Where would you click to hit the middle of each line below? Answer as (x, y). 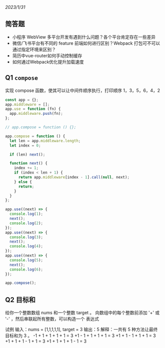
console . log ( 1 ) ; (26, 214)
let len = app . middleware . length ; (45, 141)
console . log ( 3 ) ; (26, 237)
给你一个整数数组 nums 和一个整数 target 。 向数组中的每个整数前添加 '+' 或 (82, 313)
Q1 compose (22, 78)
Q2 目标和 (20, 300)
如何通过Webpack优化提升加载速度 (48, 62)
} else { (23, 182)
